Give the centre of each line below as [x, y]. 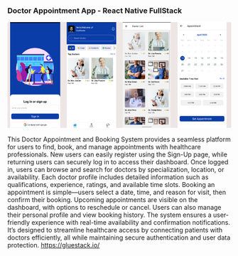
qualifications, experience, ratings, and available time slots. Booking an [111, 184]
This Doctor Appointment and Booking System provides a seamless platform [119, 139]
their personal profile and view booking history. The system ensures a [109, 215]
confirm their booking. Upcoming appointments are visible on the [103, 199]
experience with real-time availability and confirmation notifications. [131, 222]
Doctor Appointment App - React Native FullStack [95, 11]
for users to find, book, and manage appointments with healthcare [104, 146]
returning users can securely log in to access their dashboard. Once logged [118, 161]
